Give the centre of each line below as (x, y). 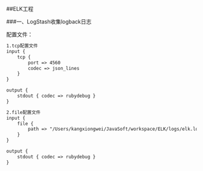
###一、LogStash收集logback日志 (49, 22)
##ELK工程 (20, 9)
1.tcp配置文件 (22, 46)
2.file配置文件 (24, 112)
